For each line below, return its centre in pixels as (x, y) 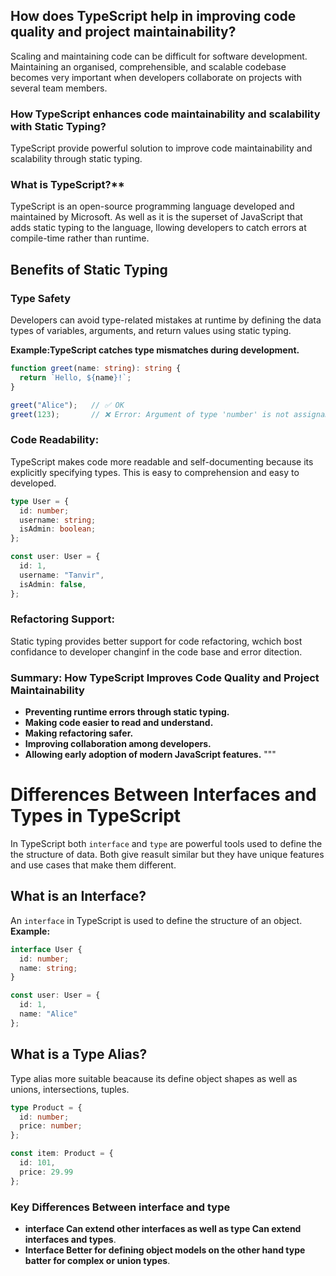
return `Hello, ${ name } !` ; (75, 377)
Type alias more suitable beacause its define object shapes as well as (154, 1078)
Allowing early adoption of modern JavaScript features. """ (150, 755)
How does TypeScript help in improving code (153, 16)
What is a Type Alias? (79, 1054)
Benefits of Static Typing (89, 269)
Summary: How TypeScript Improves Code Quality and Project (165, 677)
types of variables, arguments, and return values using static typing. (151, 331)
